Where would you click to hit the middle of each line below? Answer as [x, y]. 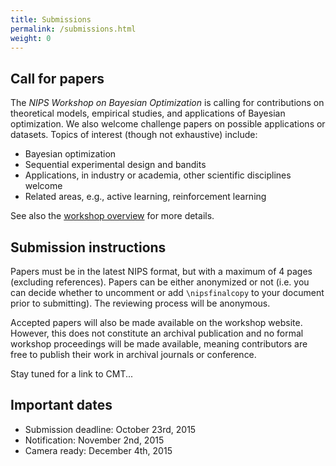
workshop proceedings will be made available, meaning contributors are [159, 344]
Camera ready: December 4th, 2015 [98, 450]
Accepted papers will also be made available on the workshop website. [156, 322]
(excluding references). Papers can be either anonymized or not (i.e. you [160, 282]
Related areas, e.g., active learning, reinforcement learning [145, 197]
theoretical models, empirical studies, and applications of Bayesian [148, 113]
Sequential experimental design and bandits [115, 165]
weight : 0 [31, 38]
